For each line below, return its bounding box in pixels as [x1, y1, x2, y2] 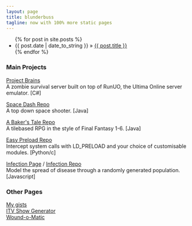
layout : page [6, 8, 38, 15]
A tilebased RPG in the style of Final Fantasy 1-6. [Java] [6, 125, 141, 132]
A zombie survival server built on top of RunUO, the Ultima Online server [6, 83, 183, 90]
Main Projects [6, 63, 47, 72]
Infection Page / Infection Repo [6, 160, 82, 167]
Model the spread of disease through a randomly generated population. [6, 166, 180, 173]
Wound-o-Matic [6, 214, 45, 221]
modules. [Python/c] [6, 148, 56, 156]
